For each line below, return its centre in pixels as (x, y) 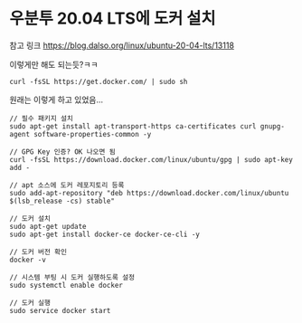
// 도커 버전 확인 (38, 252)
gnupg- (272, 126)
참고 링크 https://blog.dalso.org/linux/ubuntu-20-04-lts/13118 (122, 45)
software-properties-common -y (92, 134)
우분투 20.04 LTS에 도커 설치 (113, 19)
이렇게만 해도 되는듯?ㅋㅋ (54, 64)
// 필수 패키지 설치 (42, 119)
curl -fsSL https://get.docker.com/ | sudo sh (99, 81)
